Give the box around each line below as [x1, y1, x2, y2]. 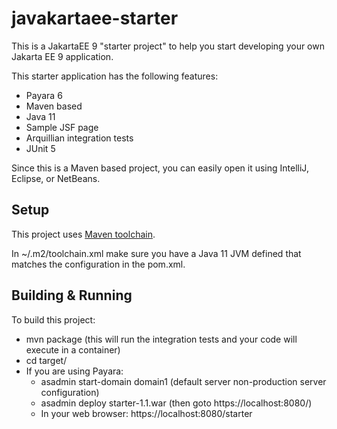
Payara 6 [25, 89, 63, 101]
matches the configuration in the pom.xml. [11, 258, 186, 270]
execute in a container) [25, 343, 121, 356]
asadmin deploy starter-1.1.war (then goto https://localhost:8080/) [40, 397, 313, 409]
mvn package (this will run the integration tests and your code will [25, 333, 298, 345]
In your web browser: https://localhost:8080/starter [40, 407, 253, 419]
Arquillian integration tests [25, 132, 134, 144]
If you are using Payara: [25, 365, 124, 377]
